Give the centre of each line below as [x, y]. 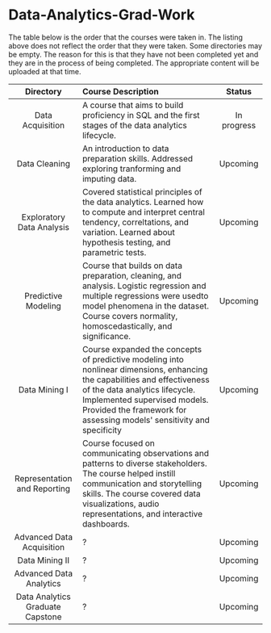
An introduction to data [125, 149]
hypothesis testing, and [126, 242]
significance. [106, 336]
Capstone [44, 617]
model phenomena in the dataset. [146, 306]
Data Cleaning [44, 163]
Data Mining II [44, 560]
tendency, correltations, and [135, 222]
